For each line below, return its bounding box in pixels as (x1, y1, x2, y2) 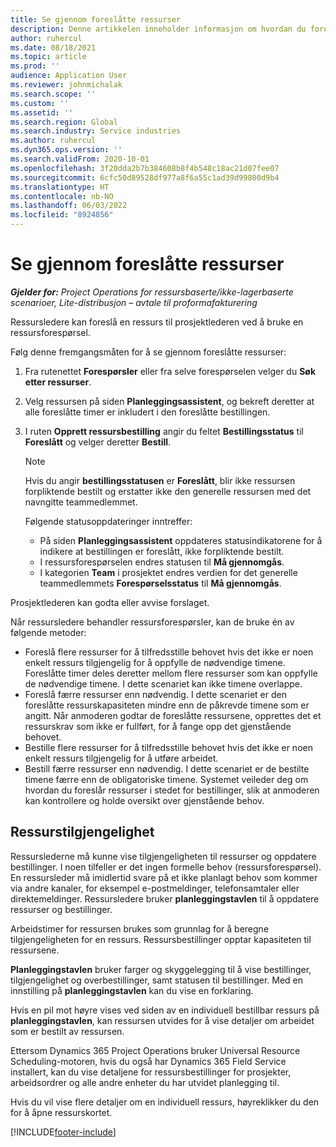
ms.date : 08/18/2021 (10, 42, 97, 53)
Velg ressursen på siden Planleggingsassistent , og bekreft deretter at (24, 395, 315, 407)
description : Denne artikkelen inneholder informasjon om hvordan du (10, 24, 307, 34)
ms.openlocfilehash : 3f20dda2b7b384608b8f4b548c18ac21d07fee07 (10, 163, 280, 173)
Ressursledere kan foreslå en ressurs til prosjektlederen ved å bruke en (10, 316, 304, 328)
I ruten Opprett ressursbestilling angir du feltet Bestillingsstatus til (24, 425, 304, 437)
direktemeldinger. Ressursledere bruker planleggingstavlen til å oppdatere (10, 892, 320, 905)
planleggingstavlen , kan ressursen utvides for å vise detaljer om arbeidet (10, 1014, 315, 1026)
